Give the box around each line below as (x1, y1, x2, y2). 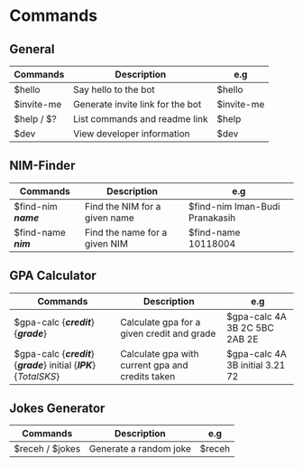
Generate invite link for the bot (73, 98, 202, 110)
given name (84, 211, 135, 224)
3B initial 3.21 (226, 359, 286, 371)
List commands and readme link (73, 113, 208, 125)
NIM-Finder (9, 158, 76, 173)
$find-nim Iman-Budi (188, 200, 280, 212)
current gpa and (120, 359, 188, 371)
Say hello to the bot (73, 83, 155, 96)
